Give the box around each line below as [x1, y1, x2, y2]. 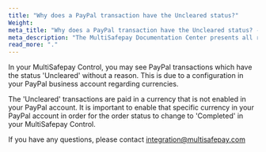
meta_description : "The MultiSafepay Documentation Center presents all [8, 33, 253, 42]
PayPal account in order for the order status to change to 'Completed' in [8, 111, 244, 120]
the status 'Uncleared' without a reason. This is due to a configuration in [8, 71, 244, 80]
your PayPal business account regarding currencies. [8, 80, 179, 89]
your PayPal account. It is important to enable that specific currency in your [8, 103, 255, 113]
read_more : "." [8, 41, 59, 49]
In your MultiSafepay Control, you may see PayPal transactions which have [8, 62, 253, 72]
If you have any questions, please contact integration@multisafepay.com [8, 135, 245, 144]
